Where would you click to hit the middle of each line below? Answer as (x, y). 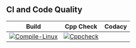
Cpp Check (81, 26)
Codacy (116, 26)
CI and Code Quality (44, 10)
